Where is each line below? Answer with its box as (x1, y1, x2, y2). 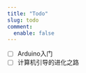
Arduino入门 (17, 49, 53, 58)
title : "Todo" (7, 10, 49, 17)
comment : (7, 23, 33, 30)
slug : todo (7, 17, 39, 24)
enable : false (13, 29, 55, 37)
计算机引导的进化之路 (17, 58, 79, 67)
